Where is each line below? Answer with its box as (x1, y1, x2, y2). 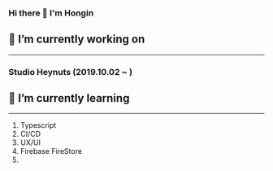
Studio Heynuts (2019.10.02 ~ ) (8, 66, 132, 77)
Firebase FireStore (19, 147, 83, 156)
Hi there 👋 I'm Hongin (8, 7, 94, 19)
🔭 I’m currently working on (8, 33, 145, 46)
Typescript (19, 121, 57, 130)
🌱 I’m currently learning (8, 91, 130, 105)
